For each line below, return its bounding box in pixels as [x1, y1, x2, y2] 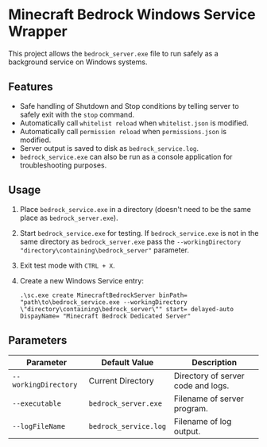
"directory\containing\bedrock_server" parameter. [19, 245, 189, 255]
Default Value [101, 357, 154, 368]
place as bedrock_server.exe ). [19, 213, 118, 222]
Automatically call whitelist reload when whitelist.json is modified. [19, 118, 249, 128]
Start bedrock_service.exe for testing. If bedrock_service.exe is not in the [19, 228, 259, 237]
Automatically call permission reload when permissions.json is [19, 126, 227, 136]
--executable [12, 399, 62, 408]
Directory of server [173, 371, 245, 382]
